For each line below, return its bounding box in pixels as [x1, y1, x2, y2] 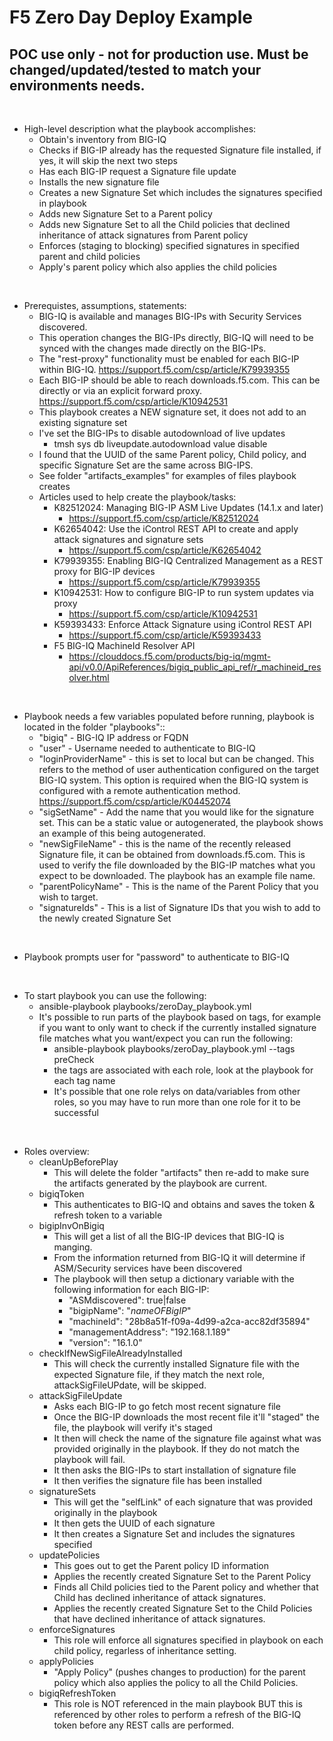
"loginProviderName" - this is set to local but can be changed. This [38, 753, 315, 765]
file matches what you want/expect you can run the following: [38, 1032, 294, 1044]
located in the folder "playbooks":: [23, 721, 166, 733]
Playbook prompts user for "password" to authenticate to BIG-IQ [23, 951, 291, 963]
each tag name [53, 1075, 116, 1086]
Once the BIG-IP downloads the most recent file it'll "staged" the [53, 1411, 320, 1423]
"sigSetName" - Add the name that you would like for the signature [38, 806, 315, 818]
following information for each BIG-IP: [53, 1284, 210, 1295]
